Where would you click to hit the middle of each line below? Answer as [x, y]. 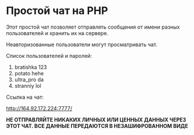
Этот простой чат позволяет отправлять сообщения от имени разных [93, 27]
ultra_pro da [29, 79]
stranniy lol [28, 85]
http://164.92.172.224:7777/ [39, 108]
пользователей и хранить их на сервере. [57, 33]
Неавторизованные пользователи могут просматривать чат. [82, 44]
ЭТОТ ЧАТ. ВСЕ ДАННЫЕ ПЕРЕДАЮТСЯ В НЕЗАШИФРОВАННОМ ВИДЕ [97, 126]
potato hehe [29, 73]
